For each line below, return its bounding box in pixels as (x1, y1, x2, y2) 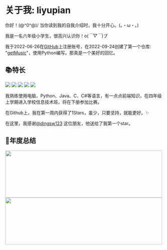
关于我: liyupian (5, 5, 71, 16)
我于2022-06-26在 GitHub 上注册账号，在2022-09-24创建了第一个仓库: (5, 43, 151, 49)
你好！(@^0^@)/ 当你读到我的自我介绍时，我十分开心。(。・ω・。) (5, 22, 139, 28)
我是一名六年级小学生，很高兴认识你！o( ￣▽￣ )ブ (5, 33, 108, 39)
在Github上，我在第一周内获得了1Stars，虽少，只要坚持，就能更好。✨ (5, 109, 149, 115)
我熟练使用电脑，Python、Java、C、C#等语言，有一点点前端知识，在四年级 (5, 92, 162, 98)
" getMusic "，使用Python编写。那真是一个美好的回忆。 (5, 50, 118, 56)
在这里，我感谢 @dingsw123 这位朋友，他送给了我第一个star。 (5, 120, 133, 126)
